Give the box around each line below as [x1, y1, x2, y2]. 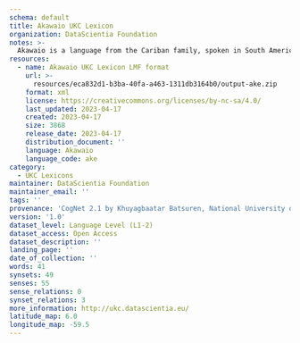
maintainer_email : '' [9, 188, 90, 197]
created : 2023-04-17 [25, 113, 102, 121]
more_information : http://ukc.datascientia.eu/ [9, 304, 190, 313]
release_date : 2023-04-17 [25, 130, 122, 138]
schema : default [9, 13, 70, 22]
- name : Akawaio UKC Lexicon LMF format [17, 63, 170, 72]
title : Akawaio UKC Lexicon [9, 21, 114, 30]
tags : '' [9, 196, 42, 205]
